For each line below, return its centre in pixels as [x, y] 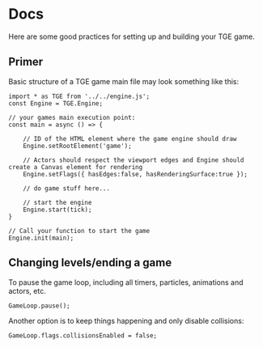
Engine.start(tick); [57, 210]
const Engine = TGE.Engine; [56, 103]
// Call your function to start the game [79, 231]
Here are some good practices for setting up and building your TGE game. [131, 36]
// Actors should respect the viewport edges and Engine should [134, 160]
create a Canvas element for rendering [76, 167]
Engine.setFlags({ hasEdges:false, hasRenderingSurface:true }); [136, 174]
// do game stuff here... [67, 188]
